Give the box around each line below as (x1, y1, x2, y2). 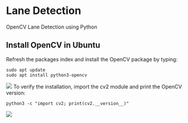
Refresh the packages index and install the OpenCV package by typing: (6, 55, 178, 62)
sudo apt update (6, 67, 46, 73)
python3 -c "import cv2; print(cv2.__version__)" (6, 100, 130, 106)
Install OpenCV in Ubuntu (6, 40, 100, 50)
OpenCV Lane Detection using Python (6, 23, 98, 30)
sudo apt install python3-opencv (6, 72, 88, 78)
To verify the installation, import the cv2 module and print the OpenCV (13, 83, 182, 90)
